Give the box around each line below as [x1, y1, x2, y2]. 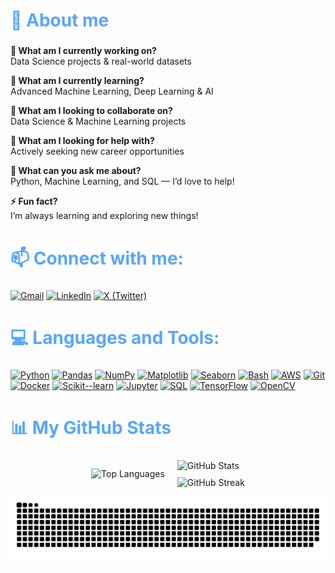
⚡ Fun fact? [10, 195, 58, 208]
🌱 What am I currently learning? [10, 75, 145, 87]
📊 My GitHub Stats [10, 417, 172, 439]
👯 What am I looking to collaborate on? [10, 105, 173, 117]
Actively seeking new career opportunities [10, 145, 185, 158]
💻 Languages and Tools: [10, 327, 220, 349]
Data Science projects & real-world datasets [10, 55, 192, 68]
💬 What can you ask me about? [10, 165, 142, 177]
